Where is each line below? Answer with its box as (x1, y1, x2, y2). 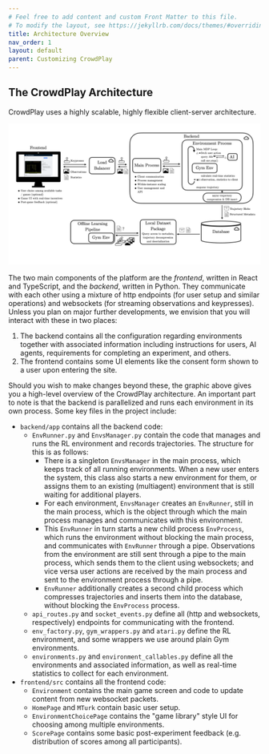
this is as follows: (31, 447, 90, 457)
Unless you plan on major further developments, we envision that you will (8, 307, 251, 317)
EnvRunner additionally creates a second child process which (43, 583, 243, 593)
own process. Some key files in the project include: (8, 406, 177, 416)
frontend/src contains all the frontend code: (19, 677, 167, 687)
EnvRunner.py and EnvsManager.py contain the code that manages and (31, 430, 261, 440)
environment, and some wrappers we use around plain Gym (31, 635, 230, 644)
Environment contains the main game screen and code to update (31, 686, 244, 696)
